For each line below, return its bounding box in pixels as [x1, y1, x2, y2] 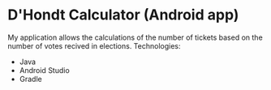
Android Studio [19, 65, 70, 75]
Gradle [19, 74, 42, 84]
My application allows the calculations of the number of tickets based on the [7, 32, 263, 42]
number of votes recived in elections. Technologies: [7, 41, 181, 50]
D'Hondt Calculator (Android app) [7, 6, 239, 24]
